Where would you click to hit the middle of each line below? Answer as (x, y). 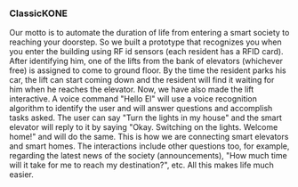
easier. (21, 175)
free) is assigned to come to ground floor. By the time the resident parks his (148, 70)
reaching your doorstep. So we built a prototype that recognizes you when (145, 42)
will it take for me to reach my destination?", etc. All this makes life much (141, 165)
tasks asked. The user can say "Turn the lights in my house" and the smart (146, 118)
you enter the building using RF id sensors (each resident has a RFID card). (146, 52)
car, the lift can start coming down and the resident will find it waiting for (142, 80)
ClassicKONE (39, 13)
